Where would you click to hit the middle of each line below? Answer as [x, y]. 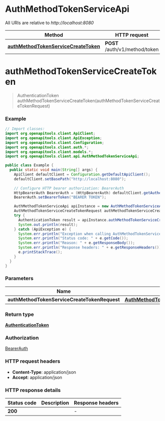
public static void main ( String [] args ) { [54, 170]
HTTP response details [33, 390]
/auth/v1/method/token [132, 49]
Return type [20, 314]
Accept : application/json [37, 377]
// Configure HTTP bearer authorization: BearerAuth [69, 188]
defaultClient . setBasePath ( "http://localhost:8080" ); [70, 179]
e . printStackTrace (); [40, 252]
